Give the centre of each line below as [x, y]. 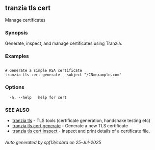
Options [15, 87]
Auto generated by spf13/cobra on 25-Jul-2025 [53, 142]
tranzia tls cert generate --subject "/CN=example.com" [63, 75]
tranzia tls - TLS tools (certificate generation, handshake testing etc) [81, 120]
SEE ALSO [17, 110]
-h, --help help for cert [38, 97]
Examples [17, 56]
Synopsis [16, 32]
